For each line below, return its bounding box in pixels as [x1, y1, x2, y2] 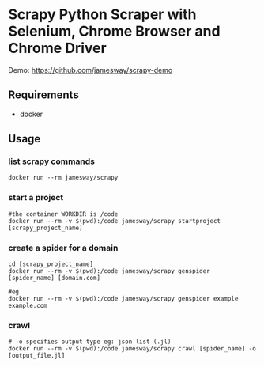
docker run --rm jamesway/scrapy [8, 174, 119, 182]
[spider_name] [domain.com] [8, 274, 101, 282]
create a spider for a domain [8, 242, 119, 253]
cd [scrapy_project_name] [8, 260, 93, 268]
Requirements [8, 89, 79, 102]
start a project [8, 192, 64, 203]
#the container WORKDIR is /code [8, 210, 119, 218]
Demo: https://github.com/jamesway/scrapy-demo [8, 65, 173, 74]
